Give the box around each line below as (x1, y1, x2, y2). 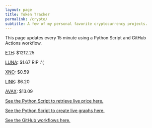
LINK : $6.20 (5, 79, 30, 85)
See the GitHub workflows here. (5, 118, 71, 124)
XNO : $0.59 (5, 69, 30, 75)
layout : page (5, 7, 32, 12)
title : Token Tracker (5, 12, 50, 17)
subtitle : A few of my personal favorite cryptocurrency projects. (5, 21, 148, 26)
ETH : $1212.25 (5, 50, 35, 56)
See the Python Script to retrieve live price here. (5, 98, 104, 104)
